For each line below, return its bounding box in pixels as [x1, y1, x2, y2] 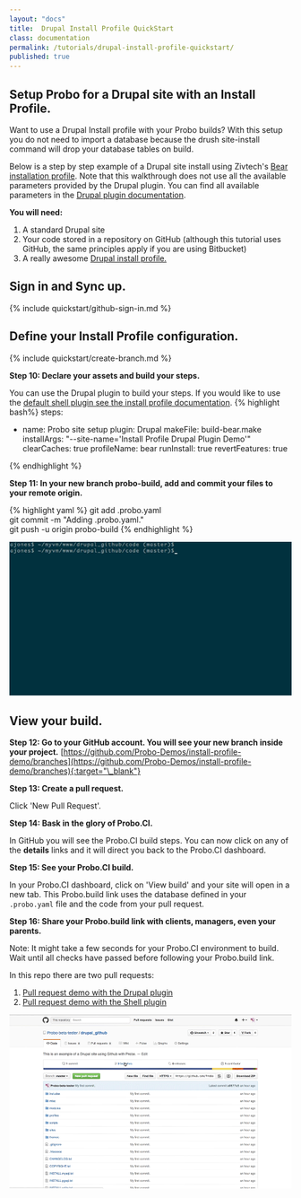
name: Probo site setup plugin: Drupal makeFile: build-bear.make [21, 424, 262, 434]
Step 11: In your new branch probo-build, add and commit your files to [9, 477, 273, 488]
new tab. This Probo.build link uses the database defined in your [9, 889, 247, 900]
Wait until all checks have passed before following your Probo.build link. [9, 952, 275, 964]
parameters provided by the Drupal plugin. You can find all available [9, 179, 260, 190]
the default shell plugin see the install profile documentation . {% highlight [9, 397, 280, 407]
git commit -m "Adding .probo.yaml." [9, 514, 145, 525]
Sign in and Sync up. [9, 279, 127, 294]
